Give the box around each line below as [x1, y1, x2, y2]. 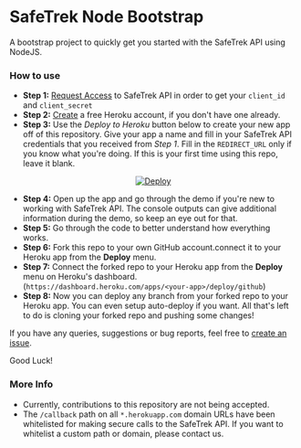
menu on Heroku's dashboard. [22, 272, 138, 283]
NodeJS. [9, 46, 43, 57]
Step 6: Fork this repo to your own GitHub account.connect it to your [22, 242, 281, 253]
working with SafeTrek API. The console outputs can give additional [22, 203, 276, 214]
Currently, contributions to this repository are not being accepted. [22, 399, 270, 410]
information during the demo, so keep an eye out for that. [22, 213, 239, 224]
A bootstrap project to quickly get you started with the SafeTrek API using [9, 37, 285, 48]
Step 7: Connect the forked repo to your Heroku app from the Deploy [22, 261, 284, 272]
